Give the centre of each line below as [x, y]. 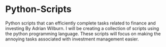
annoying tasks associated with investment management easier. [72, 39]
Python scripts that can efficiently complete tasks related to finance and [80, 23]
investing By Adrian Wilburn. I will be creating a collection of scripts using [82, 28]
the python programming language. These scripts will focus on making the [83, 33]
